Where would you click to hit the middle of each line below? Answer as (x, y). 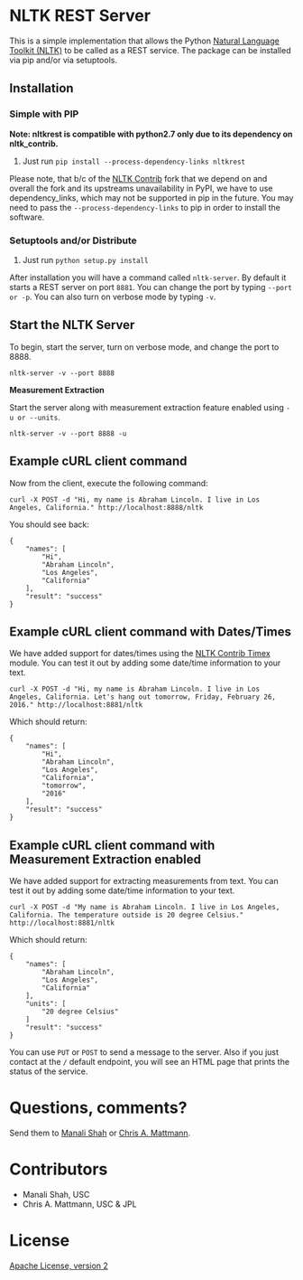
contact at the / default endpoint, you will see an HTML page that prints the (150, 1062)
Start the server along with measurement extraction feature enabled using (147, 407)
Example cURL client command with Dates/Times (150, 631)
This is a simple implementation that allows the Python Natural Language (144, 41)
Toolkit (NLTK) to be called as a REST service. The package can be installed (150, 50)
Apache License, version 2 (59, 1266)
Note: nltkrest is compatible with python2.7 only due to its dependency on (151, 134)
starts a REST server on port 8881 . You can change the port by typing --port (151, 287)
